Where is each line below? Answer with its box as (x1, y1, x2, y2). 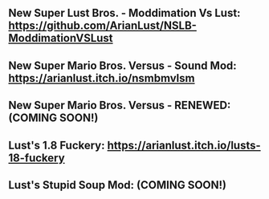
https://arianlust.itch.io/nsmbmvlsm (8, 71, 195, 85)
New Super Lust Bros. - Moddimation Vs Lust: (8, 6, 241, 20)
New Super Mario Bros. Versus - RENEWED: (8, 99, 231, 112)
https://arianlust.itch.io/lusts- (107, 138, 261, 152)
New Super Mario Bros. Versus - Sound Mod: (8, 59, 237, 72)
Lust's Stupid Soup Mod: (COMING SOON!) (8, 178, 227, 192)
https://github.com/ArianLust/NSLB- (8, 19, 197, 33)
